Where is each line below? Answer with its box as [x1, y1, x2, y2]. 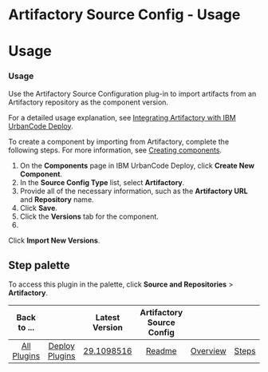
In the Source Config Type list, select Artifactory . [19, 177, 185, 187]
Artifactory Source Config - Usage [8, 6, 241, 24]
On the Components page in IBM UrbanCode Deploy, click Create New [19, 160, 255, 170]
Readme [145, 346, 177, 357]
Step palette [8, 259, 70, 272]
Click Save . [19, 203, 58, 212]
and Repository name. [19, 194, 94, 204]
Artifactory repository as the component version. [8, 97, 169, 107]
